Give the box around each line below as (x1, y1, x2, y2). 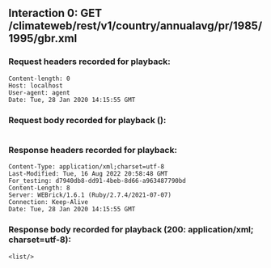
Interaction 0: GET (8, 6, 103, 20)
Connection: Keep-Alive (8, 198, 89, 206)
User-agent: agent (8, 88, 70, 96)
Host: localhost (8, 81, 63, 90)
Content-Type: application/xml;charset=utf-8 (8, 163, 164, 171)
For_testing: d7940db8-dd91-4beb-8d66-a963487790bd (8, 177, 186, 185)
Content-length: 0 (8, 74, 70, 83)
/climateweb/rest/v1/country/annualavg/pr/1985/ (8, 19, 263, 33)
